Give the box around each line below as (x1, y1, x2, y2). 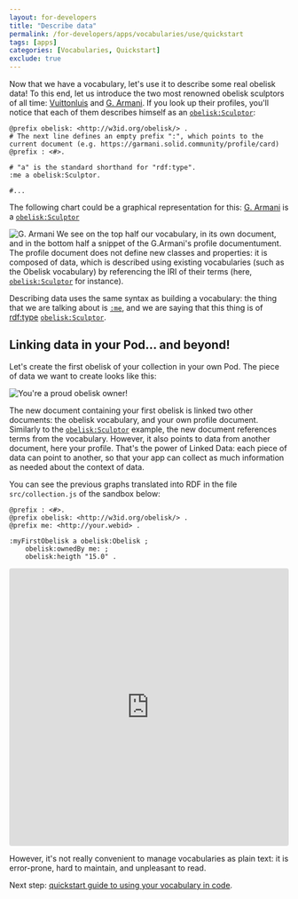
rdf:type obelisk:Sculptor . (9, 312, 106, 322)
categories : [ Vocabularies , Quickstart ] (9, 46, 161, 55)
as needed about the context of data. (9, 461, 145, 472)
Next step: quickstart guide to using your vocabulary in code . (9, 879, 233, 890)
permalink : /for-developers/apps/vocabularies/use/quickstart (9, 29, 244, 38)
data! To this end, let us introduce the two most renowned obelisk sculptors (9, 88, 285, 99)
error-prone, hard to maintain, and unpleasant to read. (9, 863, 207, 873)
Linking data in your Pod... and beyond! (9, 338, 231, 353)
